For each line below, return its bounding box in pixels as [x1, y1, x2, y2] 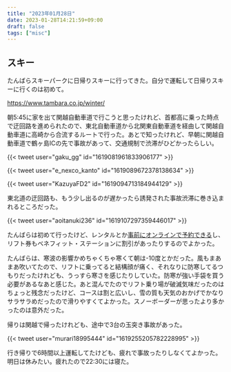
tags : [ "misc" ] [7, 29, 51, 37]
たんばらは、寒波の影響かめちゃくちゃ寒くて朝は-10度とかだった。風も [7, 254, 210, 263]
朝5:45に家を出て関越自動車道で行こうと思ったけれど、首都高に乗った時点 [7, 113, 219, 122]
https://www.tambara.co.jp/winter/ [7, 99, 106, 107]
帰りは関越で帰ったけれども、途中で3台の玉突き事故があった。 [7, 321, 186, 329]
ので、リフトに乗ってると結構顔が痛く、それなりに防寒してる [43, 263, 218, 271]
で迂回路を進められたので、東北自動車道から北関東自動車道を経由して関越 [7, 122, 219, 130]
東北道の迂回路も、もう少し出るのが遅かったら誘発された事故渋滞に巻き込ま [7, 194, 225, 203]
